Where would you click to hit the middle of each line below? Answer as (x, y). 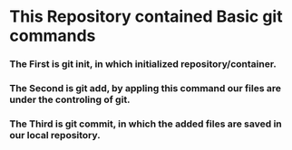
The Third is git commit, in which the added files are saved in (146, 124)
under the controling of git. (70, 99)
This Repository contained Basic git (146, 17)
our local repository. (55, 135)
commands (53, 36)
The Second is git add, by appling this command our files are (146, 89)
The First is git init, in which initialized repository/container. (143, 64)
